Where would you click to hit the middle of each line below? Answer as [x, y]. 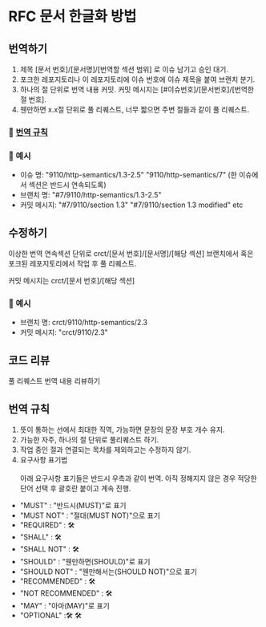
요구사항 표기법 [44, 459]
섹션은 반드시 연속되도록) [67, 185]
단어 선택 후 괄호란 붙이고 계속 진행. [75, 488]
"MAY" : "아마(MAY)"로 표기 [64, 605]
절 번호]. [33, 100]
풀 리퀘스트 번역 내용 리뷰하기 [54, 381]
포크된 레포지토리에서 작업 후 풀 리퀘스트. [73, 264]
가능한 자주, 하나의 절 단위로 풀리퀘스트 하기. [89, 439]
